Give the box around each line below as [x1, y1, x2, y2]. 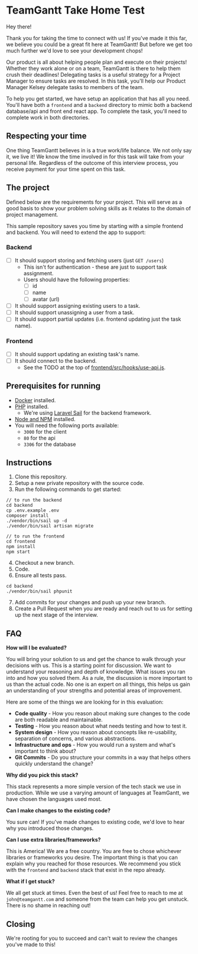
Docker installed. [14, 396, 56, 403]
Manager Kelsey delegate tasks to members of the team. [6, 83, 144, 90]
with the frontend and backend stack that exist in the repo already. [6, 867, 166, 874]
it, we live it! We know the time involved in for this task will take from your [6, 153, 184, 160]
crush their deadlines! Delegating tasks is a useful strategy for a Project [6, 71, 180, 78]
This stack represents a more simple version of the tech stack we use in [6, 783, 181, 790]
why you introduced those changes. [6, 825, 94, 832]
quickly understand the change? [14, 760, 93, 767]
